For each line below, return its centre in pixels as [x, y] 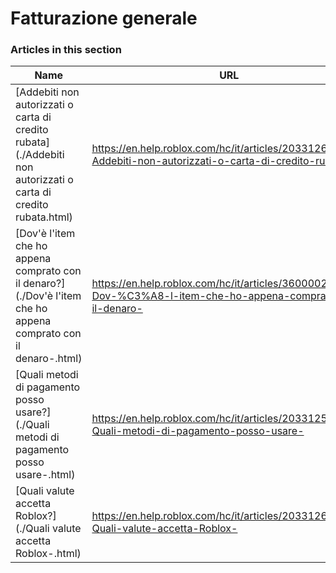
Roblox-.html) [48, 554]
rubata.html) [44, 217]
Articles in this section [66, 50]
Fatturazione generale [104, 18]
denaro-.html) [49, 359]
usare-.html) [45, 475]
